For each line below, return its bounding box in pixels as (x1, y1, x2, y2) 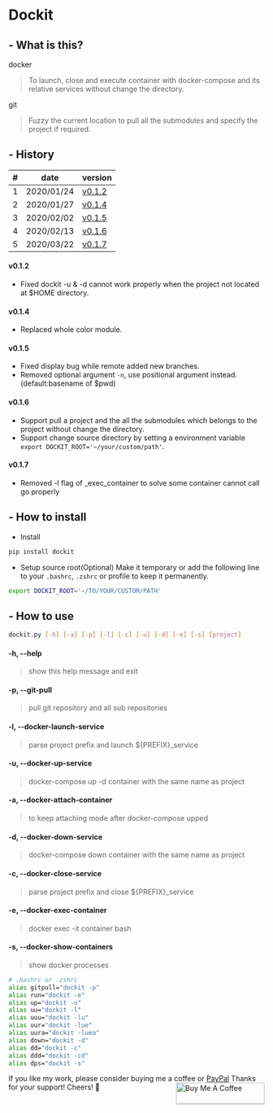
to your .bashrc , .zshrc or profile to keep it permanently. (19, 571, 209, 581)
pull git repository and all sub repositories (28, 703, 168, 713)
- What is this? (8, 38, 84, 52)
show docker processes (28, 960, 110, 970)
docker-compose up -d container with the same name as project (28, 776, 245, 786)
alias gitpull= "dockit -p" (8, 983, 100, 992)
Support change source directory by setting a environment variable (19, 433, 245, 443)
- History (8, 148, 54, 162)
